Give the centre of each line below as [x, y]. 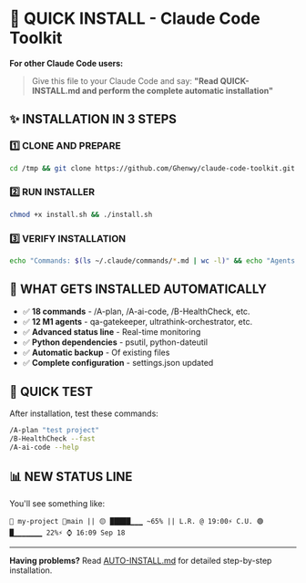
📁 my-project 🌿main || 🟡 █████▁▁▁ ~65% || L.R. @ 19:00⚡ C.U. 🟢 [137, 521]
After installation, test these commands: [84, 413]
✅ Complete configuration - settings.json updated [118, 362]
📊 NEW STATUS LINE [71, 477]
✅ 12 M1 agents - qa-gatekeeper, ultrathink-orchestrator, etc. [138, 321]
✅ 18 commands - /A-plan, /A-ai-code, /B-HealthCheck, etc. [136, 311]
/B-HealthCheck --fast [52, 439]
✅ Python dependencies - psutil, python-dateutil [115, 342]
